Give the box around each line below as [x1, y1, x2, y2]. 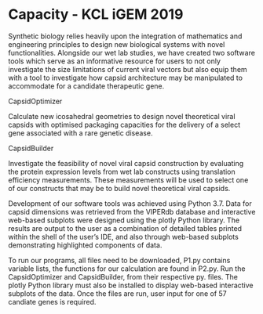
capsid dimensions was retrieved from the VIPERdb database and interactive [8, 207, 256, 216]
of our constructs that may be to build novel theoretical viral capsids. [8, 183, 231, 193]
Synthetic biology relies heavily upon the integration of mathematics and [8, 31, 243, 41]
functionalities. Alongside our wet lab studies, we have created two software [8, 48, 255, 57]
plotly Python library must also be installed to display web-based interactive [8, 280, 254, 290]
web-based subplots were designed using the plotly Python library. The [8, 215, 240, 225]
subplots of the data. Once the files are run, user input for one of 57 [8, 288, 227, 298]
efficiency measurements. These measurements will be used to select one [8, 175, 249, 185]
